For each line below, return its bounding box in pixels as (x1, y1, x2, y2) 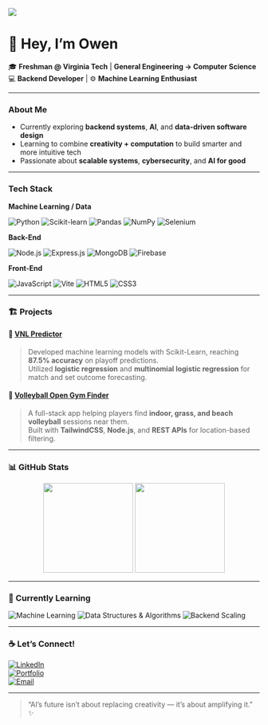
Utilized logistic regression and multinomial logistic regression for (27, 363, 250, 374)
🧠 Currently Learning (8, 593, 91, 604)
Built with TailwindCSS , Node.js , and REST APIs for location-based (27, 425, 250, 434)
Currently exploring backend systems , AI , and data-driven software (19, 122, 247, 131)
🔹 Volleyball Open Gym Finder (8, 390, 109, 400)
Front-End (8, 263, 43, 272)
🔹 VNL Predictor (8, 329, 62, 339)
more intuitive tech (19, 147, 82, 157)
